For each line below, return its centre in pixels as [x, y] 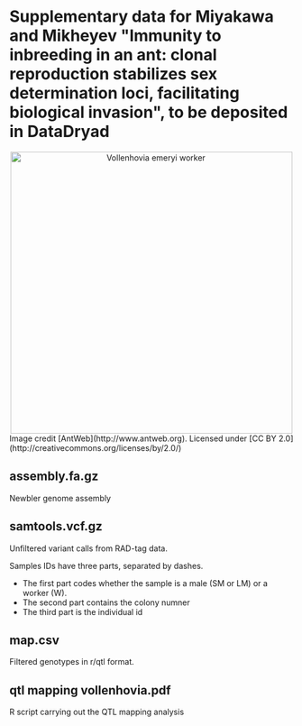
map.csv [35, 640]
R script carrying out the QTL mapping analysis [97, 712]
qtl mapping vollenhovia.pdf [90, 690]
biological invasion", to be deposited [149, 112]
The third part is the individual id [82, 611]
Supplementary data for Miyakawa [142, 17]
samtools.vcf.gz [56, 526]
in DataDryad [59, 132]
